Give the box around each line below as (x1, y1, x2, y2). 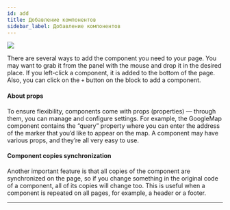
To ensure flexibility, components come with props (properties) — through (7, 107, 216, 115)
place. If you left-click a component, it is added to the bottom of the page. (7, 69, 216, 77)
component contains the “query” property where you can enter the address (7, 121, 220, 130)
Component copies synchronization (7, 152, 112, 160)
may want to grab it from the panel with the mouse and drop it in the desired (7, 62, 222, 70)
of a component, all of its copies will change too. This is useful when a (7, 181, 205, 189)
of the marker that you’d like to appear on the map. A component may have (7, 129, 219, 137)
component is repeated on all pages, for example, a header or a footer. (7, 189, 207, 197)
